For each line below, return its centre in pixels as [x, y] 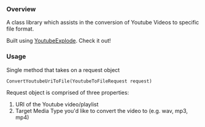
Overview [21, 9]
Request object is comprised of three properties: [68, 92]
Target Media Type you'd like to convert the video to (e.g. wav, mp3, [102, 111]
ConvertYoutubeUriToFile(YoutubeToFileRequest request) [79, 81]
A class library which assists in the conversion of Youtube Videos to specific [103, 23]
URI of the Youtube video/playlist [57, 104]
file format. [20, 29]
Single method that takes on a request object [63, 70]
